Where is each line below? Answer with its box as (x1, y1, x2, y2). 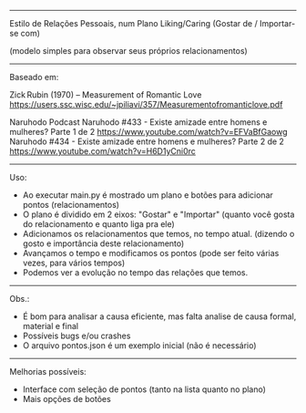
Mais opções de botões (22, 394, 111, 404)
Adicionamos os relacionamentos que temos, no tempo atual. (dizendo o (22, 229, 295, 239)
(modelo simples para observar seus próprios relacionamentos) (9, 46, 248, 56)
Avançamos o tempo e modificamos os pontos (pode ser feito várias (22, 248, 280, 258)
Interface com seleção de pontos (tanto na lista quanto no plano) (22, 384, 267, 395)
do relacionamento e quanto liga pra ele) (22, 219, 175, 229)
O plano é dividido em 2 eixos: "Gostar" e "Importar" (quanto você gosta (22, 209, 295, 220)
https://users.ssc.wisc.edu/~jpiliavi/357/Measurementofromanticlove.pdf (9, 99, 283, 109)
